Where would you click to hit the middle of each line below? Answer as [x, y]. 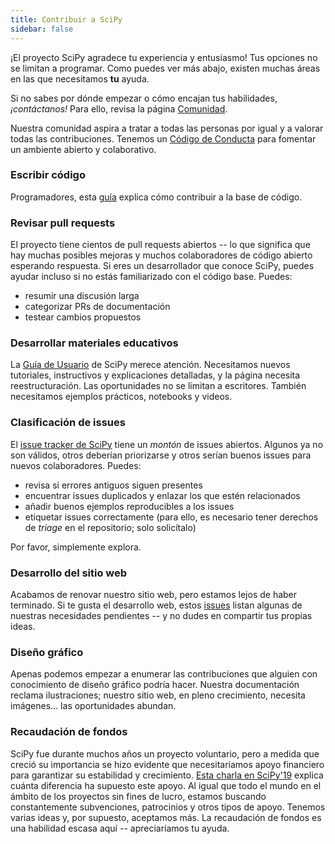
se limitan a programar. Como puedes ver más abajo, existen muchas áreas [165, 68]
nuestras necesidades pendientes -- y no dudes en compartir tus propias [161, 615]
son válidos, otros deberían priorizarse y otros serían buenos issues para [161, 455]
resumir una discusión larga [82, 296]
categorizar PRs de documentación [97, 307]
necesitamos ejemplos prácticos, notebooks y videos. [121, 397]
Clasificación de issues [68, 423]
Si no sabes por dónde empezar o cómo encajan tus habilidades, [144, 98]
